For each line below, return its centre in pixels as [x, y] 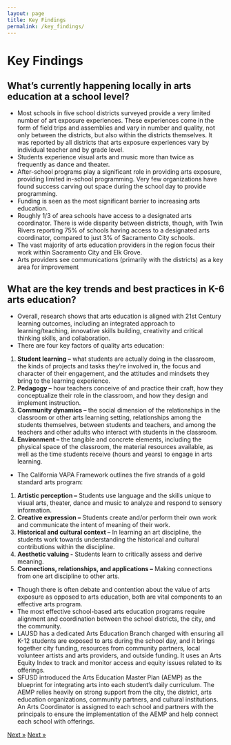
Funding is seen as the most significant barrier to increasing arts [109, 201]
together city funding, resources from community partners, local [109, 648]
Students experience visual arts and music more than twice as [106, 157]
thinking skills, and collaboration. [64, 338]
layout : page [26, 13]
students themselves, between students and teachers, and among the [116, 425]
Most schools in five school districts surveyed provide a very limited [114, 113]
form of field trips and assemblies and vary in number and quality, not [116, 128]
